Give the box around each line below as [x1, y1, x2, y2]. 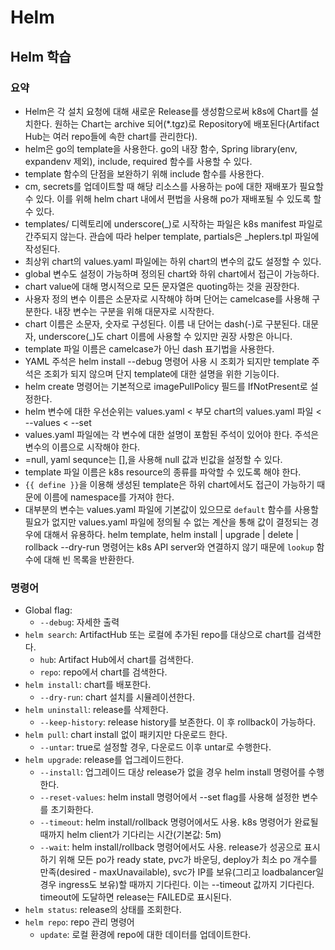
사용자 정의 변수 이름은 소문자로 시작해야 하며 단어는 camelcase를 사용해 [24, 292, 310, 305]
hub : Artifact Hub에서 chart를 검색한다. [39, 654, 195, 666]
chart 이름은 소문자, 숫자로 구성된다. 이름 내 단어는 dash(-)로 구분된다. [24, 317, 301, 330]
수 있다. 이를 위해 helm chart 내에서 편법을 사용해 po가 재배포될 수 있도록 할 [24, 192, 322, 205]
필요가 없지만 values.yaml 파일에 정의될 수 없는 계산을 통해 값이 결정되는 [24, 516, 309, 528]
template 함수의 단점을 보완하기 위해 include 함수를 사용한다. [24, 167, 265, 180]
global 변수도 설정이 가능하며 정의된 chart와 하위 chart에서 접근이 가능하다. [24, 267, 320, 280]
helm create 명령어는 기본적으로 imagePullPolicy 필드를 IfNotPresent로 [24, 380, 308, 392]
